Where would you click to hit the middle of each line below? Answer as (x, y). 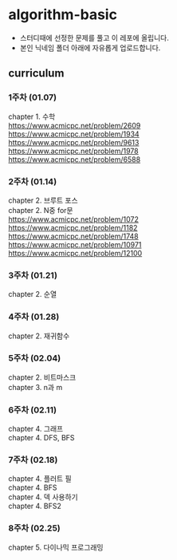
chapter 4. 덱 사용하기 (43, 497)
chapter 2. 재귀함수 (39, 336)
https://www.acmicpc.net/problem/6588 (75, 159)
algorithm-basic (63, 15)
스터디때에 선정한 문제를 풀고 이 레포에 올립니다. (94, 37)
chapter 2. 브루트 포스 (43, 200)
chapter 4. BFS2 (35, 506)
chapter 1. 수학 (32, 116)
